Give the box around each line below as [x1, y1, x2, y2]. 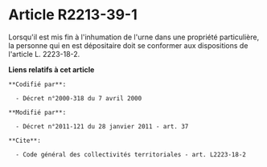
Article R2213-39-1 [8, 6, 138, 24]
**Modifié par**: [8, 108, 67, 116]
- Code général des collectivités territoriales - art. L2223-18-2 [15, 150, 247, 158]
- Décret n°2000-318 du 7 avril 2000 [15, 94, 142, 102]
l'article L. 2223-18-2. [8, 49, 80, 59]
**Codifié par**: [8, 80, 67, 88]
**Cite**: [8, 136, 42, 145]
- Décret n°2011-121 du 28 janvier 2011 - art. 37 [15, 122, 189, 130]
